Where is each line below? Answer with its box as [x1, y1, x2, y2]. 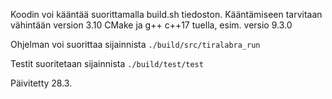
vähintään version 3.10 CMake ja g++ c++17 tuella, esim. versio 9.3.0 [10, 19, 293, 31]
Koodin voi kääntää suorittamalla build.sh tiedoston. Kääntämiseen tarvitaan [10, 9, 323, 20]
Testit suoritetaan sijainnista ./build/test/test [10, 58, 204, 69]
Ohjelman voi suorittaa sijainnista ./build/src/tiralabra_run [10, 39, 261, 50]
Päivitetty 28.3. [10, 77, 73, 89]
